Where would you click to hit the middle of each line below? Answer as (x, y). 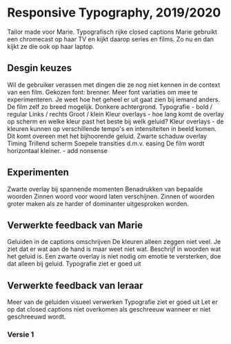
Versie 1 (21, 334)
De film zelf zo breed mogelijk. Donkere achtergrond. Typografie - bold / (110, 107)
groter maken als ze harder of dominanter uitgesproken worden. (98, 203)
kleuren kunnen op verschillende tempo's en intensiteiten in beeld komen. (112, 128)
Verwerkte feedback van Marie (75, 225)
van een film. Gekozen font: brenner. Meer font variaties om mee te (102, 92)
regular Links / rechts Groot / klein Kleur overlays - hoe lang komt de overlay (115, 114)
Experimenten (38, 173)
